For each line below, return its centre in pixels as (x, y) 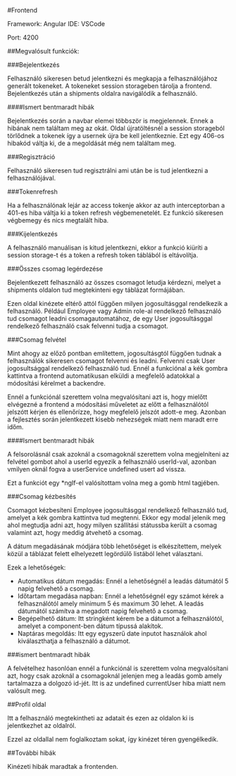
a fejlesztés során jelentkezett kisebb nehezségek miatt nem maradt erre (113, 419)
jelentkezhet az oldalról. (42, 726)
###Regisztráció (31, 157)
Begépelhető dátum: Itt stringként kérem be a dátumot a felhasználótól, (120, 618)
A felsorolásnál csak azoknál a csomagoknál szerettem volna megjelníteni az (118, 454)
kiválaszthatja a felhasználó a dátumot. (74, 641)
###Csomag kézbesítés (42, 497)
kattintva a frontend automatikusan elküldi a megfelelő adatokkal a (104, 376)
